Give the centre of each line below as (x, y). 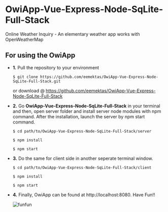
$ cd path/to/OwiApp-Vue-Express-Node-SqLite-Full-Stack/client (82, 167)
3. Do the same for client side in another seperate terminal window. (83, 158)
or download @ (28, 91)
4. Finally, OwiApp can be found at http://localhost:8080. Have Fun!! (84, 195)
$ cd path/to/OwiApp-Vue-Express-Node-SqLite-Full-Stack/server (82, 131)
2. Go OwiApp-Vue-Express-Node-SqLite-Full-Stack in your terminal (87, 106)
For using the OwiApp (40, 55)
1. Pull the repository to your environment (56, 67)
